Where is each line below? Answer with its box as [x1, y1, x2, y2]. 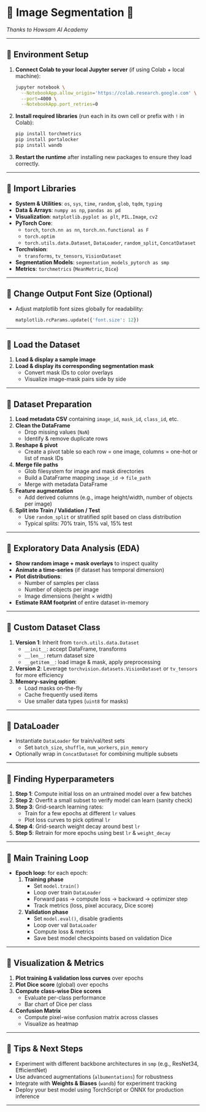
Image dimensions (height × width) [24, 592, 113, 600]
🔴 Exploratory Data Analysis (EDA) [6, 543, 140, 554]
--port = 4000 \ [21, 95, 57, 102]
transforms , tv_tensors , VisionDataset [24, 252, 121, 259]
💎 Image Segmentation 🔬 [6, 6, 134, 20]
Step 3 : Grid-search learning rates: [15, 803, 104, 810]
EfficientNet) [15, 1066, 48, 1074]
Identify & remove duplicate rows [24, 435, 109, 442]
